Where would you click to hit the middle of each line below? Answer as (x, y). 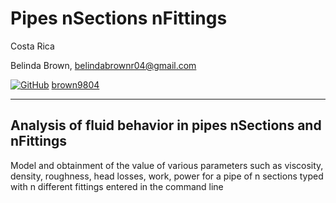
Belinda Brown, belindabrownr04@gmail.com (103, 65)
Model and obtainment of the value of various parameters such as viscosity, (167, 165)
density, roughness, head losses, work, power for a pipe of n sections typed (167, 176)
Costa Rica (32, 46)
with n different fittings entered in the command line (117, 186)
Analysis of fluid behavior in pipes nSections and (166, 125)
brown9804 (75, 84)
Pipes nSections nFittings (119, 18)
